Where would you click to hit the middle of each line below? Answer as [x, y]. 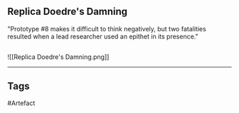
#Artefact [21, 103]
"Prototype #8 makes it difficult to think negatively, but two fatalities [107, 28]
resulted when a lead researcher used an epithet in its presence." [103, 36]
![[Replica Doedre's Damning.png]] [58, 57]
